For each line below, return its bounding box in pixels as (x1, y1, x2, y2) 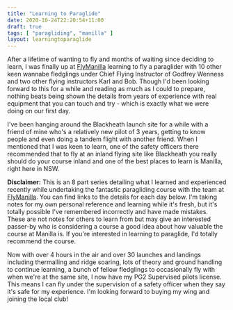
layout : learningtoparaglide (7, 36, 92, 43)
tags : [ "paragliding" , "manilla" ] (7, 29, 113, 37)
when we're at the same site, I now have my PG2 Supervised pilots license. (7, 272, 222, 282)
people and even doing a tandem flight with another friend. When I (7, 135, 198, 143)
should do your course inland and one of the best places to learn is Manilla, (7, 157, 223, 165)
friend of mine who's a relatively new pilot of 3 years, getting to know (7, 128, 206, 136)
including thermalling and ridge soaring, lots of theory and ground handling (7, 258, 223, 266)
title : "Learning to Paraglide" (7, 10, 101, 17)
